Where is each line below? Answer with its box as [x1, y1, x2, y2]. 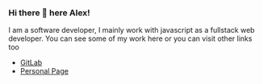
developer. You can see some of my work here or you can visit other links [8, 34, 253, 43]
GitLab [19, 58, 43, 67]
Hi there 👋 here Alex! [8, 7, 90, 18]
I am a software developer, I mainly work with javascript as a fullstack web [8, 26, 256, 35]
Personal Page [19, 66, 69, 76]
